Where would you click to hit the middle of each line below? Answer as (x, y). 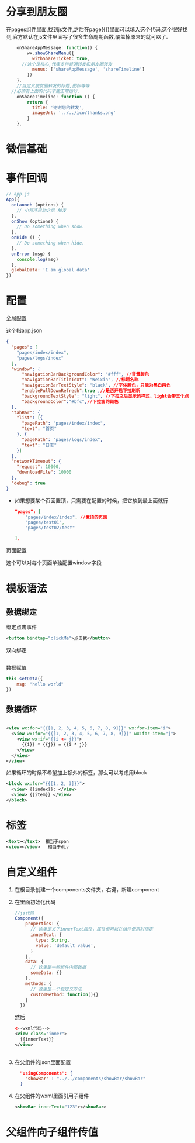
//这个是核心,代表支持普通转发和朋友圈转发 (67, 64)
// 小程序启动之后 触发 (41, 210)
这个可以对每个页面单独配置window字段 (54, 563)
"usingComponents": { (46, 1073)
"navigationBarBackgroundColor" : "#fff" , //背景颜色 (85, 374)
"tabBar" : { (26, 412)
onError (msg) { (31, 254)
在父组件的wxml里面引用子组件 (52, 1096)
